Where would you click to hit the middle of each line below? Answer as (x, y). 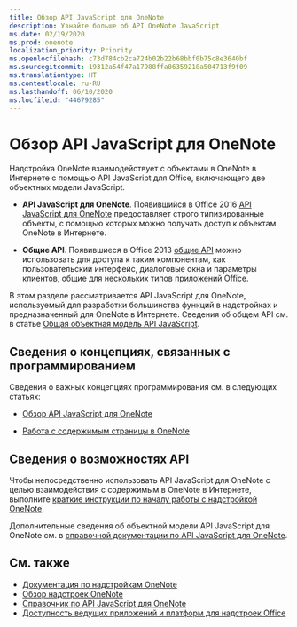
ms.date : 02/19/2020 (47, 34)
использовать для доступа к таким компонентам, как (124, 259)
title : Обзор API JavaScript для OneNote (87, 17)
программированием (72, 365)
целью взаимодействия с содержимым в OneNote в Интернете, (131, 489)
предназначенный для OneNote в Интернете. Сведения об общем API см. (149, 314)
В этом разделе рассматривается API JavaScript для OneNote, (128, 296)
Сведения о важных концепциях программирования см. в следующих (143, 387)
